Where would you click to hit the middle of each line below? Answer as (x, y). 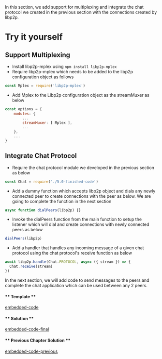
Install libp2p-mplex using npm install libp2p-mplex (64, 67)
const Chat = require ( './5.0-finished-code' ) (52, 182)
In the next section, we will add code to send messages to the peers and (77, 280)
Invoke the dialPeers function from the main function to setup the (77, 219)
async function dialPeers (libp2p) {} (43, 210)
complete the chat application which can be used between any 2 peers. (76, 285)
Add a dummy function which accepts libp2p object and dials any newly (84, 191)
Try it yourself (34, 37)
